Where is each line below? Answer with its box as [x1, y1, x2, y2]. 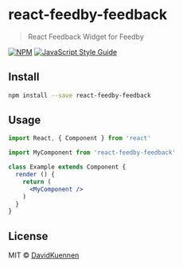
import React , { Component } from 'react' [8, 134, 151, 142]
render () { [15, 171, 56, 179]
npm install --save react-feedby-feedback [8, 91, 151, 99]
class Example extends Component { [8, 163, 127, 172]
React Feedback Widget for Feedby [27, 32, 145, 41]
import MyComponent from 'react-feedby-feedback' [8, 149, 177, 157]
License [8, 229, 49, 243]
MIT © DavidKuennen [8, 250, 80, 260]
